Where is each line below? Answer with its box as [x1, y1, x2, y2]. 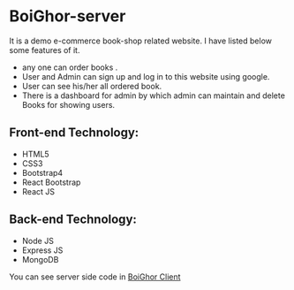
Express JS [21, 245, 64, 256]
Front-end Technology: [9, 126, 139, 141]
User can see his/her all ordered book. [21, 80, 162, 91]
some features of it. [9, 44, 80, 55]
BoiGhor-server [9, 6, 126, 27]
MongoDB [21, 254, 59, 264]
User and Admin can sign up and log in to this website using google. [21, 71, 270, 81]
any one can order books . [21, 62, 118, 72]
